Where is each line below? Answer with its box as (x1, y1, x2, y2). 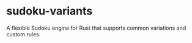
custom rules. (6, 30, 41, 38)
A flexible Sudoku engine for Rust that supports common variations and (6, 24, 186, 31)
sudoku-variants (6, 4, 93, 18)
